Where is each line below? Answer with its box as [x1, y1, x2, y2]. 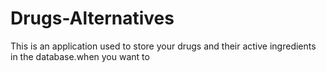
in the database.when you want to [10, 50, 150, 62]
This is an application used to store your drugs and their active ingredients [10, 40, 317, 52]
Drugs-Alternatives [10, 7, 175, 30]
